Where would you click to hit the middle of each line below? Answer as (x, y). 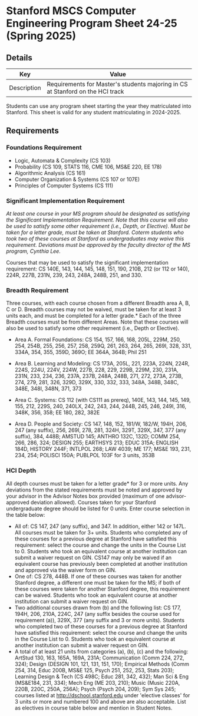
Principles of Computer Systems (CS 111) (64, 185)
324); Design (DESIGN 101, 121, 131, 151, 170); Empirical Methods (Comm (102, 664)
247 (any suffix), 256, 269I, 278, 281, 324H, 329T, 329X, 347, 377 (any (100, 430)
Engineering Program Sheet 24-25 (92, 23)
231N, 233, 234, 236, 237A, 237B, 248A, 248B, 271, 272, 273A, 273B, (99, 376)
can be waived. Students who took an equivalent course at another (96, 595)
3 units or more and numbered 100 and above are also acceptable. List (100, 701)
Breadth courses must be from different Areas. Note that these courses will (97, 322)
